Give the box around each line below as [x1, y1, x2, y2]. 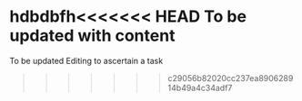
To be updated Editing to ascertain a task [9, 55, 164, 66]
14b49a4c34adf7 [167, 82, 233, 93]
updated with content [9, 25, 176, 46]
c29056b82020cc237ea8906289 [167, 72, 294, 83]
